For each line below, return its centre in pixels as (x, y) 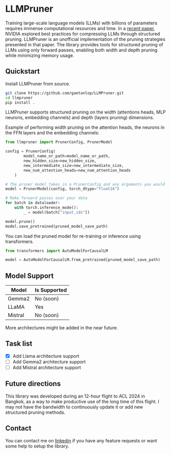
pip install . (20, 102)
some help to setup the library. (37, 446)
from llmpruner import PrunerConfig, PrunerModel (59, 142)
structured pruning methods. (35, 412)
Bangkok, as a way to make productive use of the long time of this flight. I (82, 401)
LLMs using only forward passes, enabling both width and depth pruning (81, 50)
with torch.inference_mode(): (47, 208)
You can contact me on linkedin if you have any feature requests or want (81, 440)
